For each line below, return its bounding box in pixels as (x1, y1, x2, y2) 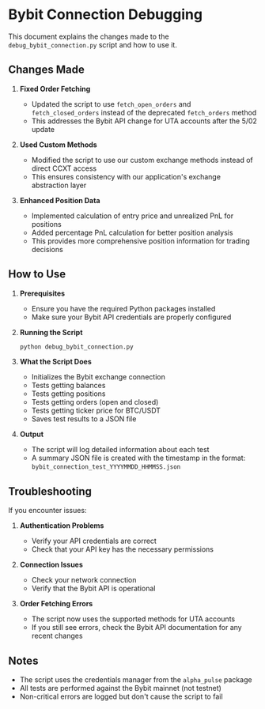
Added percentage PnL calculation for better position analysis (31, 228, 233, 237)
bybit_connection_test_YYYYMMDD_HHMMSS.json (31, 463, 181, 471)
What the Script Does (19, 357, 93, 367)
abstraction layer (31, 180, 87, 190)
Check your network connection (31, 575, 137, 585)
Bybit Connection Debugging (8, 6, 203, 24)
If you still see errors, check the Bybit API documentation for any (31, 623, 243, 632)
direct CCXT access (31, 164, 97, 173)
